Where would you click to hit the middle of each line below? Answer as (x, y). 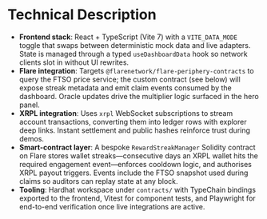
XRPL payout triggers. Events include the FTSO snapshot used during (133, 173)
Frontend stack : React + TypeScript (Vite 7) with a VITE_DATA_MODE (128, 37)
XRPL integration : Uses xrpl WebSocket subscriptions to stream (126, 113)
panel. (30, 105)
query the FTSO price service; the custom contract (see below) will (130, 79)
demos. (32, 138)
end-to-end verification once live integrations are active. (112, 206)
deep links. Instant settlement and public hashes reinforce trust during (135, 130)
